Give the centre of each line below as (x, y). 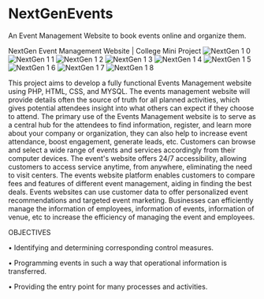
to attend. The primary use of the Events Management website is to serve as (132, 116)
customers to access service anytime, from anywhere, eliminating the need (130, 166)
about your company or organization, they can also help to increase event (128, 133)
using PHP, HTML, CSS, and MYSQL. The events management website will (129, 91)
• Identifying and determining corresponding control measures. (111, 247)
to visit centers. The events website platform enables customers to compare (132, 175)
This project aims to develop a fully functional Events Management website (130, 83)
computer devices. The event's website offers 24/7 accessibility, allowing (127, 158)
